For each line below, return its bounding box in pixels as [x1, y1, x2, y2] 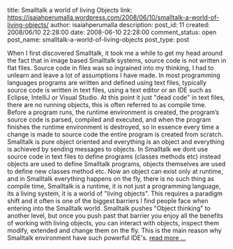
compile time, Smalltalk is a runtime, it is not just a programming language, [7, 182, 221, 190]
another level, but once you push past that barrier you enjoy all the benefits [7, 211, 223, 220]
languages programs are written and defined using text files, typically [7, 79, 207, 86]
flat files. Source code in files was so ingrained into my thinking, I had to [7, 64, 214, 72]
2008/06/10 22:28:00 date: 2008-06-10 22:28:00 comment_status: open [7, 28, 217, 36]
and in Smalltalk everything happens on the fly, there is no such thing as [7, 175, 215, 183]
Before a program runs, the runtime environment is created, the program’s [7, 108, 220, 116]
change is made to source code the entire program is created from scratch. [7, 130, 224, 138]
